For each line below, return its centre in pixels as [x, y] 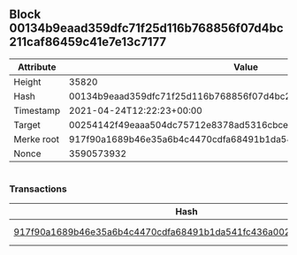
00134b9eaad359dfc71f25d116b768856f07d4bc [147, 29]
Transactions [38, 189]
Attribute [37, 67]
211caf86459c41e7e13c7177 [88, 42]
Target [27, 124]
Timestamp [37, 110]
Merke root [37, 139]
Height [27, 81]
